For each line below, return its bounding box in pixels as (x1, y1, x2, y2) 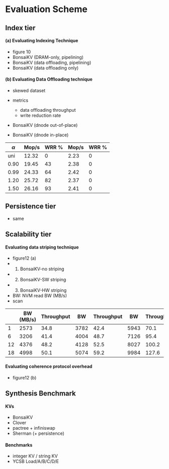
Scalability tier (5, 230, 52, 239)
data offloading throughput (20, 107, 76, 113)
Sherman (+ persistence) (12, 430, 64, 436)
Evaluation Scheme (5, 4, 88, 15)
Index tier (5, 24, 36, 32)
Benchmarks (5, 442, 33, 448)
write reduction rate (20, 112, 61, 118)
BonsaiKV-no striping (20, 266, 64, 272)
